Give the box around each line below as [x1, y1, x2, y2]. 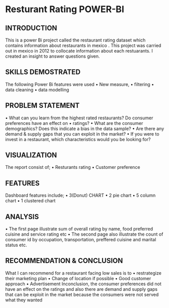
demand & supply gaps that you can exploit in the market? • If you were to [5, 130, 160, 137]
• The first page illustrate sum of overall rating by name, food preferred [5, 226, 153, 232]
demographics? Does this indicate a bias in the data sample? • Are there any [5, 125, 164, 131]
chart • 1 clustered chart [5, 198, 56, 204]
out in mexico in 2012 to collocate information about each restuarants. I [5, 48, 153, 54]
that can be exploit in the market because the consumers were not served [5, 291, 159, 297]
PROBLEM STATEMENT [5, 101, 80, 110]
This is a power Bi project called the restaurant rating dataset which [5, 37, 146, 43]
